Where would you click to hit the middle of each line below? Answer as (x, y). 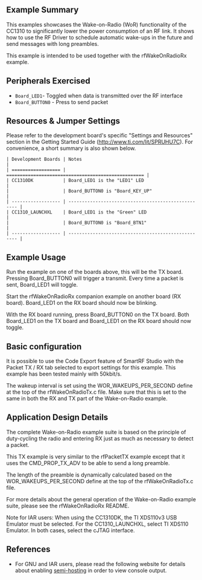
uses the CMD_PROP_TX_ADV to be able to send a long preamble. (88, 463)
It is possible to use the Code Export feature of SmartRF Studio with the (95, 361)
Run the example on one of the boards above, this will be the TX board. (95, 272)
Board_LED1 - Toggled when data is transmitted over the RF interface (99, 96)
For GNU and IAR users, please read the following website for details (100, 564)
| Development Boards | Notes (44, 160)
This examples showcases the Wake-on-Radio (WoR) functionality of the (96, 24)
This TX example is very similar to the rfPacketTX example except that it (96, 457)
